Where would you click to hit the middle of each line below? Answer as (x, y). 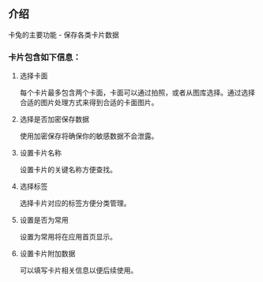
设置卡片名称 (40, 153)
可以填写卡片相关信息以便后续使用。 (79, 270)
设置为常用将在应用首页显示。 (68, 237)
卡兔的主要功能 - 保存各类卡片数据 (64, 35)
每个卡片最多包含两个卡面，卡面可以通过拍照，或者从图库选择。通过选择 (137, 92)
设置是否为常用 (44, 220)
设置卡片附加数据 (47, 254)
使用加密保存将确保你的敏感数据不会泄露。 (89, 136)
